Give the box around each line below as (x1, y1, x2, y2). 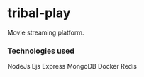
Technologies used (7, 46, 74, 56)
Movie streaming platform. (7, 28, 84, 37)
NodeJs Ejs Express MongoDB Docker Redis (7, 62, 137, 71)
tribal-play (7, 5, 71, 21)
